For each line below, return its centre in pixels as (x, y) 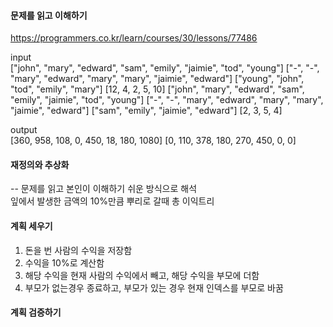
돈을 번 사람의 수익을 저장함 (78, 250)
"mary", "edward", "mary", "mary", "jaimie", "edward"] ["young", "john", (157, 79)
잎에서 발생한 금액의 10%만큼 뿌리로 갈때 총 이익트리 (112, 201)
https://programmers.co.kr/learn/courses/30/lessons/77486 (134, 38)
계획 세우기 (31, 226)
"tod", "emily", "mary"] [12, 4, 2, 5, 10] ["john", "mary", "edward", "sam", (157, 89)
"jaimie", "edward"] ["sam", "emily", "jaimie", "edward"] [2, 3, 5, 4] (146, 111)
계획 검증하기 (36, 312)
